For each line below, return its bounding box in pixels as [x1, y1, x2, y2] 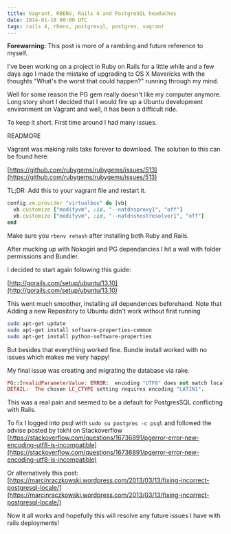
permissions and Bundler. [7, 252, 79, 260]
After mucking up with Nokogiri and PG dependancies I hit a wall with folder [7, 245, 221, 253]
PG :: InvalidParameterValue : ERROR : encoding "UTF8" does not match [7, 380, 208, 387]
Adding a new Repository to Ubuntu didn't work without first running [7, 307, 201, 315]
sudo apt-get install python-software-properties [7, 333, 153, 340]
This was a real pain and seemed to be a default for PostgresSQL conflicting [7, 398, 223, 407]
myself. [7, 49, 28, 57]
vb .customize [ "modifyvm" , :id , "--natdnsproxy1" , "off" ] [13, 206, 184, 214]
